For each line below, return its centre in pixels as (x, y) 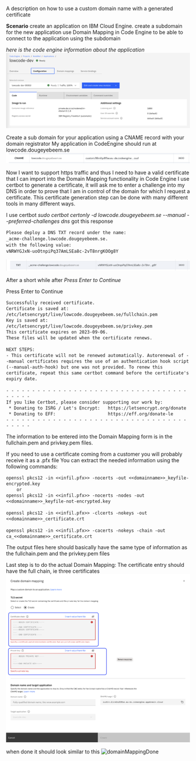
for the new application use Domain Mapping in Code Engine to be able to (95, 32)
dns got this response (87, 221)
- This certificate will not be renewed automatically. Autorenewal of (95, 356)
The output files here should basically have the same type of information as (97, 547)
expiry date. (22, 379)
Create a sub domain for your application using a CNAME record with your (95, 137)
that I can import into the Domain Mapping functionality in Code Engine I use (98, 179)
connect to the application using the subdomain (63, 38)
